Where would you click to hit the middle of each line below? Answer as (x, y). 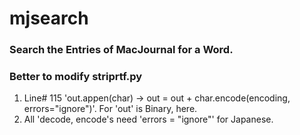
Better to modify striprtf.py (76, 77)
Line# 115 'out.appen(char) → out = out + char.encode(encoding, (157, 98)
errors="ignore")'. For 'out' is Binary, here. (110, 109)
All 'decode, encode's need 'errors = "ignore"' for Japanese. (148, 119)
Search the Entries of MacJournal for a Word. (121, 50)
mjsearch (49, 18)
